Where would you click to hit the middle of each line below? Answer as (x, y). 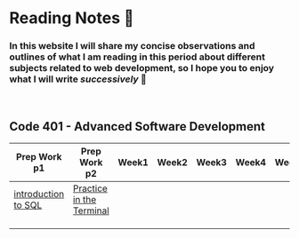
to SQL (28, 205)
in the (85, 200)
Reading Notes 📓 (72, 18)
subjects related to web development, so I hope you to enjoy (141, 68)
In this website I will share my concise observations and (132, 46)
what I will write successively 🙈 (78, 79)
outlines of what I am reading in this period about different (137, 57)
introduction (39, 194)
